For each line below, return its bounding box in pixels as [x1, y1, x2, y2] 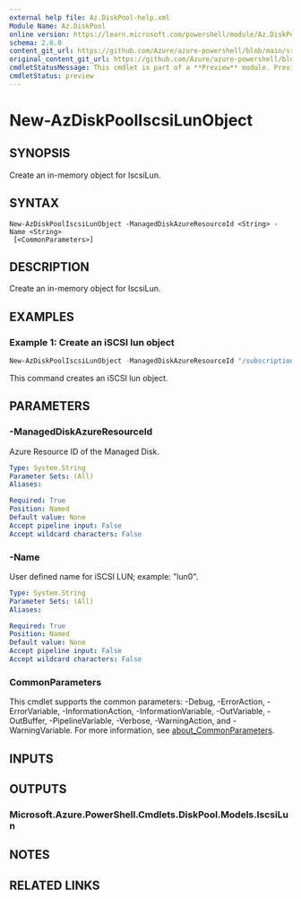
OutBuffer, [9, 715, 47, 727]
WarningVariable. [9, 725, 73, 736]
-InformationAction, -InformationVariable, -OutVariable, [62, 706, 266, 717]
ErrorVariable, [9, 706, 61, 717]
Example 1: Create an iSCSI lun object [9, 336, 175, 348]
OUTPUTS [9, 781, 67, 797]
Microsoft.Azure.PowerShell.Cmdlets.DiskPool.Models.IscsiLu [9, 808, 289, 821]
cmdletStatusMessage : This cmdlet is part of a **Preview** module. [9, 64, 271, 73]
